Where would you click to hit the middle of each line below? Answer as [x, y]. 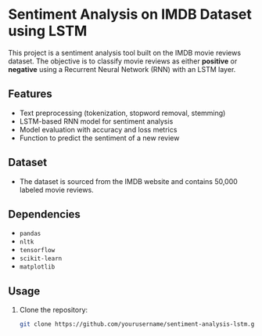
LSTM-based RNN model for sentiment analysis [96, 121]
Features [30, 94]
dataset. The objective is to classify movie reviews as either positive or [123, 61]
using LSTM [48, 31]
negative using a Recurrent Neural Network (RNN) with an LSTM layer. [122, 69]
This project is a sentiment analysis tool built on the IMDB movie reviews [124, 52]
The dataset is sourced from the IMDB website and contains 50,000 [129, 181]
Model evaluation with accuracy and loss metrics [98, 129]
